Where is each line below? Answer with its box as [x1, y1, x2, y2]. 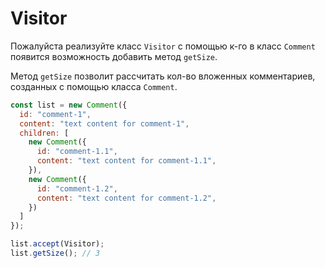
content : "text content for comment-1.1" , [36, 156, 217, 166]
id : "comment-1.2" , [36, 183, 118, 194]
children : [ [19, 128, 70, 138]
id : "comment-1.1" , [36, 147, 118, 157]
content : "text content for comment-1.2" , [36, 193, 217, 203]
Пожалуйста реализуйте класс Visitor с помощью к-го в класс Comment [10, 40, 316, 52]
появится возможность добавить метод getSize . [10, 50, 218, 62]
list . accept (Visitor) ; [10, 239, 105, 249]
